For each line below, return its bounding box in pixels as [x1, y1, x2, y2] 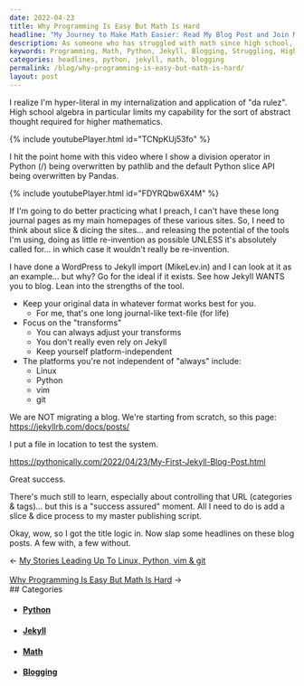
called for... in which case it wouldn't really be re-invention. [9, 243, 230, 254]
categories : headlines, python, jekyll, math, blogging [9, 55, 224, 64]
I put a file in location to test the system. [9, 438, 158, 449]
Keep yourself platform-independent [35, 345, 173, 357]
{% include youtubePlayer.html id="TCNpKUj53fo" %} [9, 133, 211, 145]
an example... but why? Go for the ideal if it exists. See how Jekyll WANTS [9, 270, 285, 281]
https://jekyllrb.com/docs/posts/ [9, 421, 129, 432]
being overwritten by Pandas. [9, 170, 119, 181]
